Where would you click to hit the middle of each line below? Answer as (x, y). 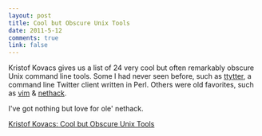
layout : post (30, 16)
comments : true (34, 38)
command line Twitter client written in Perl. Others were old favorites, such (131, 85)
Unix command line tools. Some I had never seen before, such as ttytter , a (130, 76)
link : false (28, 45)
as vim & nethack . (38, 93)
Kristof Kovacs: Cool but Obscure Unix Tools (81, 124)
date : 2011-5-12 (35, 30)
